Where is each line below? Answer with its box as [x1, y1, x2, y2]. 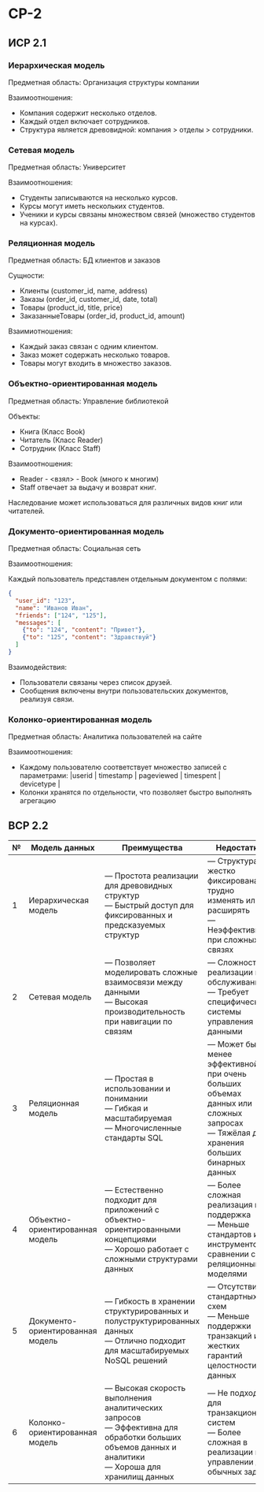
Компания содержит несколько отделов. [19, 108, 157, 117]
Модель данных [31, 843, 95, 854]
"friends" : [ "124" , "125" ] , [15, 612, 108, 619]
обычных [207, 1467, 242, 1478]
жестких [207, 1341, 240, 1352]
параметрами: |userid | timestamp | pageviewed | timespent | [19, 771, 222, 780]
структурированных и [104, 1306, 189, 1317]
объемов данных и [104, 1442, 177, 1453]
